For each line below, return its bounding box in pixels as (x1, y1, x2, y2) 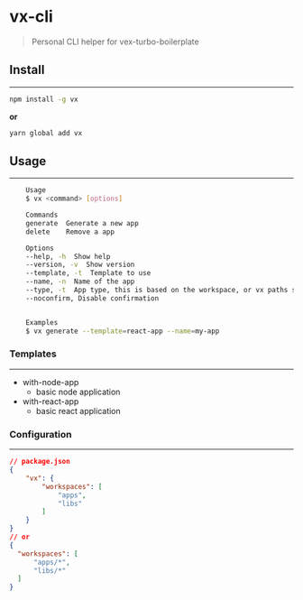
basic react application (35, 405, 122, 416)
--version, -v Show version (25, 260, 135, 270)
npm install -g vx (9, 95, 78, 104)
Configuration (9, 428, 72, 440)
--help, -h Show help (25, 252, 111, 261)
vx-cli (9, 6, 54, 27)
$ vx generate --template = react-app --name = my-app (25, 327, 220, 336)
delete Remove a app (25, 227, 115, 236)
